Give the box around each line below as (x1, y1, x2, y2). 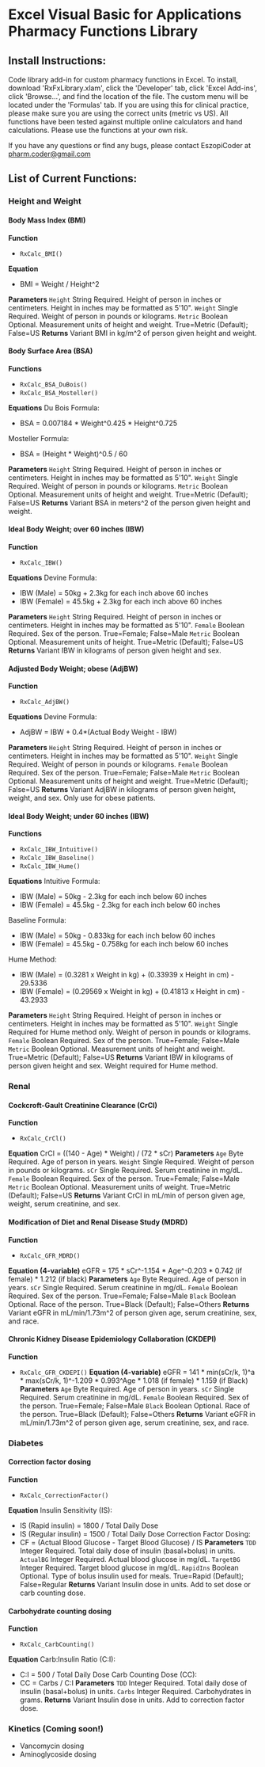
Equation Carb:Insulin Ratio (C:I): (8, 1655, 116, 1664)
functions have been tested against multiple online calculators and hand (8, 117, 243, 126)
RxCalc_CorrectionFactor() (19, 1491, 109, 1499)
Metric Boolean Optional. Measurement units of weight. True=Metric (8, 1182, 231, 1192)
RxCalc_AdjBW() (19, 699, 70, 706)
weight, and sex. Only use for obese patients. (8, 794, 156, 803)
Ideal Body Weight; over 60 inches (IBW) (8, 524, 145, 534)
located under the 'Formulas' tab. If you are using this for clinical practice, (8, 101, 249, 109)
